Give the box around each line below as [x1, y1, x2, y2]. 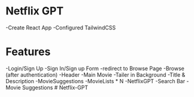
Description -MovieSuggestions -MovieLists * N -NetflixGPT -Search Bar [5, 77, 186, 84]
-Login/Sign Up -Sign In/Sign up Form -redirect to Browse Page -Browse [5, 65, 185, 72]
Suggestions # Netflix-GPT [22, 84, 88, 91]
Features [5, 45, 51, 59]
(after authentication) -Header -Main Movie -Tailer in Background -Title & [5, 71, 186, 78]
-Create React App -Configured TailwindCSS [5, 24, 116, 31]
